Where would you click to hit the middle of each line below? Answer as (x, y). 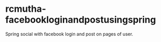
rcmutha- (26, 9)
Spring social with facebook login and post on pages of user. (69, 34)
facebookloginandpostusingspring (81, 20)
